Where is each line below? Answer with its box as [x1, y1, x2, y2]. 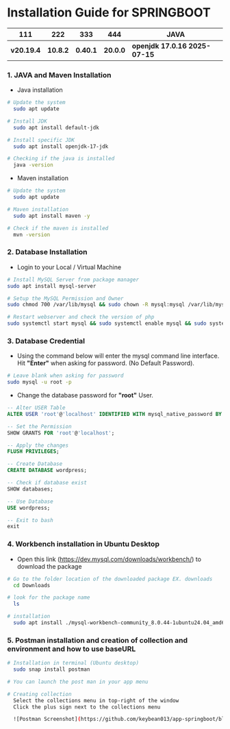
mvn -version [13, 231, 51, 238]
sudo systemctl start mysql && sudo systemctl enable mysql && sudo [7, 320, 207, 327]
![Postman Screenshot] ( [13, 716, 81, 723]
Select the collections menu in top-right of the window [13, 697, 179, 704]
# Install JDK [7, 118, 48, 125]
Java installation [16, 86, 63, 94]
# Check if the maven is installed [7, 225, 109, 232]
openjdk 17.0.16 [131, 41, 187, 51]
